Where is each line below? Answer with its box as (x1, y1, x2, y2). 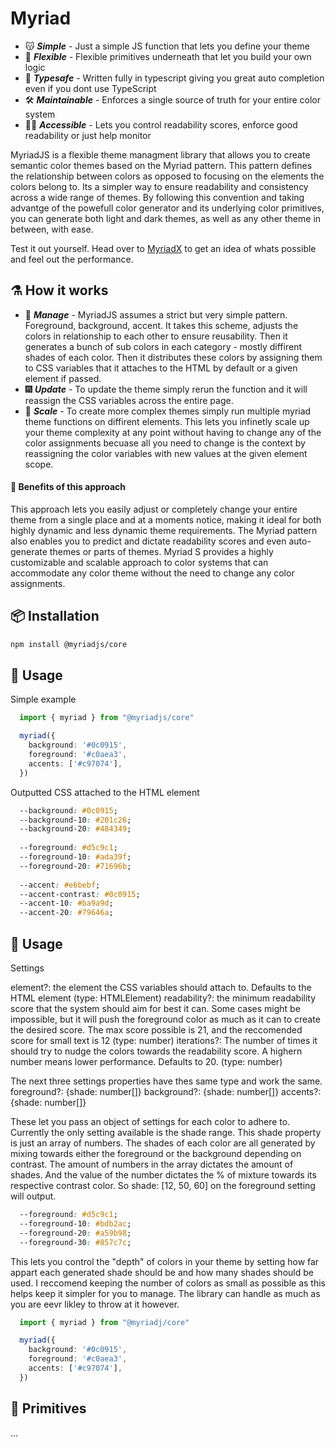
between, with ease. (10, 223, 94, 235)
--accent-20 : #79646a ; (19, 908, 114, 918)
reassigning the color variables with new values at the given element (24, 447, 308, 459)
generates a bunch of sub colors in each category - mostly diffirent (24, 340, 302, 352)
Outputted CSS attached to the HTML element (10, 786, 200, 798)
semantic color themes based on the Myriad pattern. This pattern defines (10, 159, 313, 171)
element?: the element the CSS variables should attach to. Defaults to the (10, 982, 312, 994)
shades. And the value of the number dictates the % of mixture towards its (10, 1169, 317, 1181)
